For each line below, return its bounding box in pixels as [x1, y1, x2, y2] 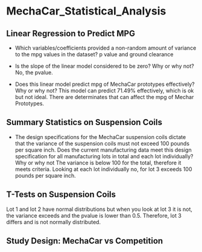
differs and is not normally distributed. [6, 218, 101, 225]
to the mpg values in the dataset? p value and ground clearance [14, 51, 174, 58]
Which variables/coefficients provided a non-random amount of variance [14, 44, 197, 51]
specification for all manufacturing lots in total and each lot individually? [14, 152, 194, 160]
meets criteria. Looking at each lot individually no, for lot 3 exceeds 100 [14, 165, 192, 173]
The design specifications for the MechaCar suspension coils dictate [14, 133, 186, 140]
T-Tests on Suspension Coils [6, 189, 116, 200]
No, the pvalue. [14, 69, 53, 76]
